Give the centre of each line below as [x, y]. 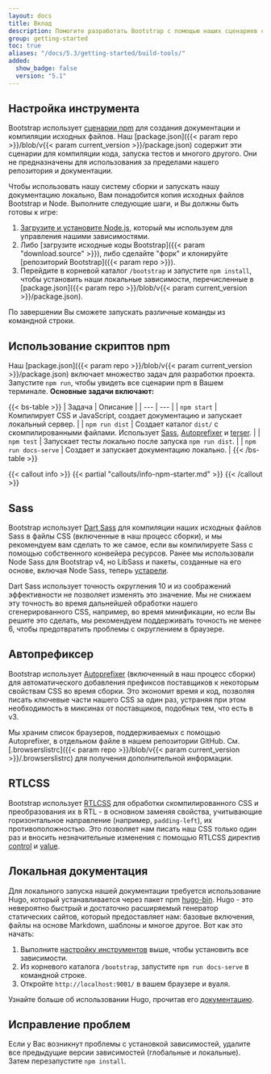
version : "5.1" [41, 76]
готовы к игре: [33, 212]
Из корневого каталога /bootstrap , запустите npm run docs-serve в [134, 967]
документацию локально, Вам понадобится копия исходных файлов [126, 195]
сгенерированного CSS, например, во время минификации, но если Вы [132, 612]
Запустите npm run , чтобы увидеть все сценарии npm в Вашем [116, 383]
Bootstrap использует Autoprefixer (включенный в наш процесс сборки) [132, 673]
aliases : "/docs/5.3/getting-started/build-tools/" [97, 53]
